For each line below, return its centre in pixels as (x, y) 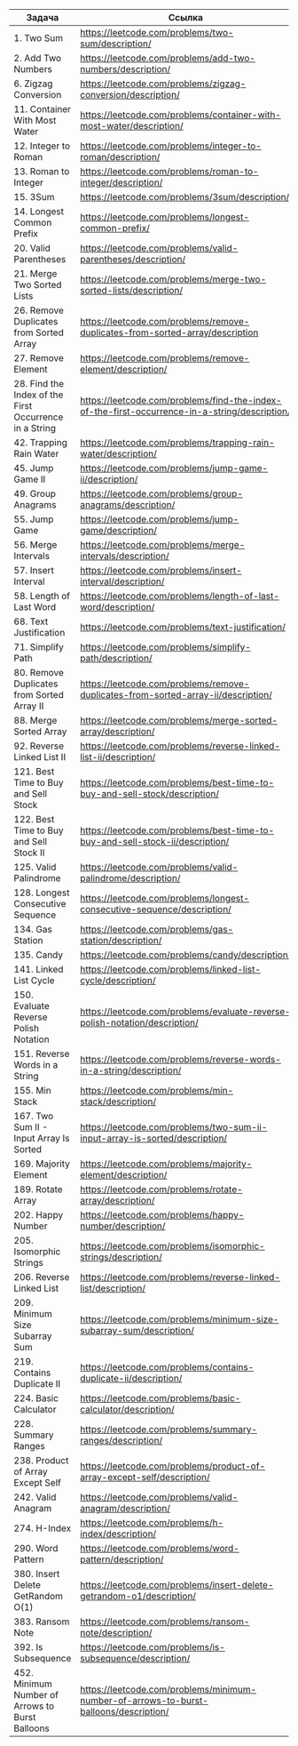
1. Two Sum (39, 38)
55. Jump (34, 519)
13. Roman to (42, 171)
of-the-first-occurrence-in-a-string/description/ (185, 411)
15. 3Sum (34, 197)
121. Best (34, 771)
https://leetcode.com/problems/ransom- (165, 1622)
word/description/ (117, 607)
